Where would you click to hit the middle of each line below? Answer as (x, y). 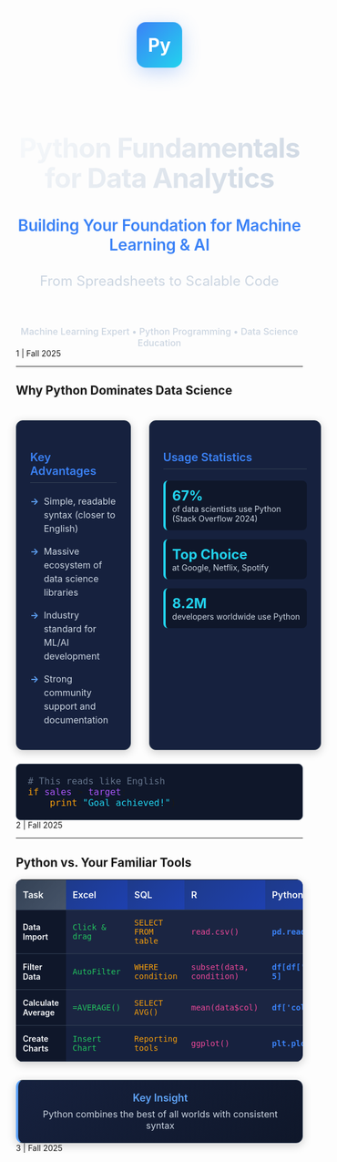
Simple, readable (80, 501)
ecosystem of (73, 565)
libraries (61, 592)
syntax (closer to (80, 515)
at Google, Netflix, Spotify (220, 568)
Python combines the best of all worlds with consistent (160, 1115)
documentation (77, 720)
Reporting (155, 1039)
